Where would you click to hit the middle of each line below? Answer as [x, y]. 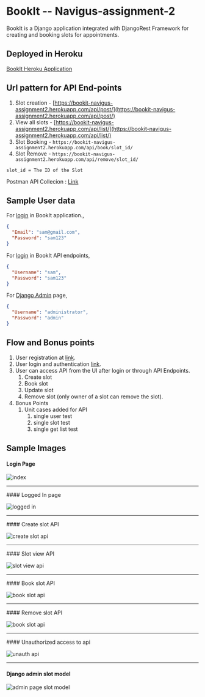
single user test [53, 416]
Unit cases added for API [56, 409]
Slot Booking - [33, 141]
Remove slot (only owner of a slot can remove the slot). [94, 397]
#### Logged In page [34, 495]
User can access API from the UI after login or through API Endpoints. [103, 370]
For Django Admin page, [37, 296]
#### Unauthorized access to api [48, 642]
